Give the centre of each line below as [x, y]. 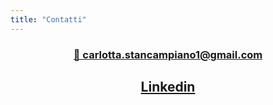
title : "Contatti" [48, 19]
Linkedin [168, 86]
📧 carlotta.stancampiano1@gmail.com [168, 54]
